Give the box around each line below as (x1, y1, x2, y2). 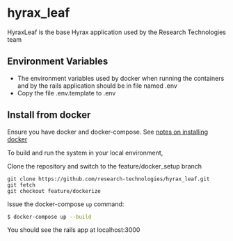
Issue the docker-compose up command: (7, 200, 124, 208)
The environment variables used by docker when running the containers (17, 74, 225, 82)
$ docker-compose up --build (7, 213, 92, 220)
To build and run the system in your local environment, (7, 148, 163, 157)
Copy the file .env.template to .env (17, 88, 116, 97)
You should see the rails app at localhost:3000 (7, 226, 140, 234)
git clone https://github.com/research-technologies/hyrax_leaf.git (7, 176, 210, 182)
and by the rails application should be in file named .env (17, 81, 177, 90)
